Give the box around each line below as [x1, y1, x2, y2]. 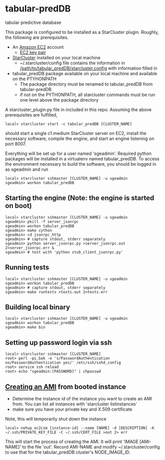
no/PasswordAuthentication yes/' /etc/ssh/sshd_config [5, 360, 121, 365]
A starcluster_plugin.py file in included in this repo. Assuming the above [5, 107, 152, 113]
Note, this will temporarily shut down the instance [5, 416, 107, 422]
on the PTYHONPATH [12, 76, 57, 82]
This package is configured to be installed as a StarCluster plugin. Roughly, [5, 29, 159, 35]
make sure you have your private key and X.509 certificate [12, 406, 133, 412]
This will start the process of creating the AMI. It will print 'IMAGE [5, 439, 139, 445]
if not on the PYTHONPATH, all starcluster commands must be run [19, 92, 156, 98]
